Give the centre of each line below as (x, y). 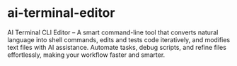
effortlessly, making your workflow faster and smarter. (86, 55)
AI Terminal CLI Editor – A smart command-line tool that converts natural (113, 32)
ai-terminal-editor (61, 13)
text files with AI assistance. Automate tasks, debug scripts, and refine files (117, 47)
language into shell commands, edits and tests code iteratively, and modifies (119, 39)
